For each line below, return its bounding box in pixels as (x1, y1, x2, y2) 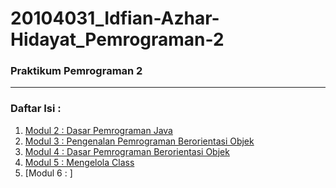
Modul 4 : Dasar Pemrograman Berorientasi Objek (24, 145, 230, 157)
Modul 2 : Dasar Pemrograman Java (24, 124, 173, 136)
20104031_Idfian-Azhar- (10, 7, 220, 30)
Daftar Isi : (10, 102, 62, 116)
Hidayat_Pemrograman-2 (10, 28, 225, 51)
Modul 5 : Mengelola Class (24, 156, 135, 168)
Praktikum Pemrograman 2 (10, 64, 143, 78)
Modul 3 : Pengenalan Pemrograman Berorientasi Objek (24, 135, 255, 147)
